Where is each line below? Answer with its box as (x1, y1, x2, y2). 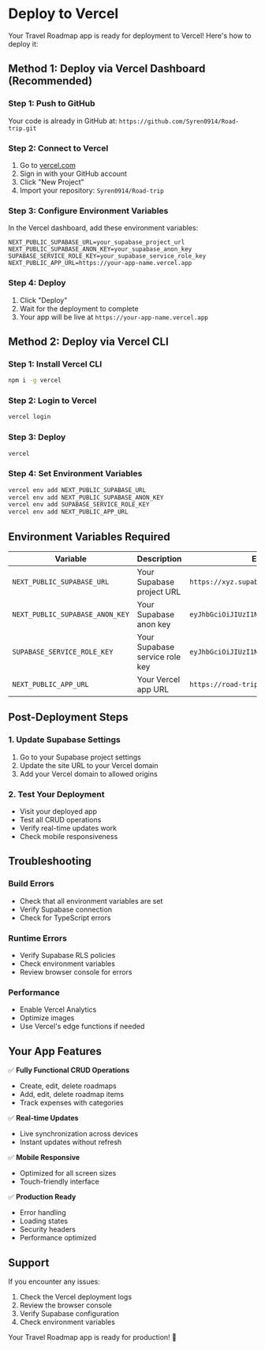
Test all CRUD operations (19, 815, 102, 825)
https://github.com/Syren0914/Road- (118, 117, 240, 125)
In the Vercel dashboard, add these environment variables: (8, 223, 199, 233)
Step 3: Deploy (8, 431, 66, 442)
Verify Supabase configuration (19, 1308, 120, 1318)
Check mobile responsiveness (19, 832, 118, 841)
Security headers (19, 1225, 77, 1234)
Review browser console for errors (19, 968, 132, 976)
